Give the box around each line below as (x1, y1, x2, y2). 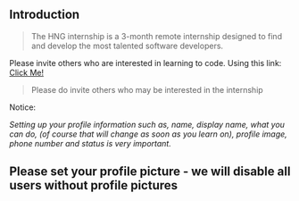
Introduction (9, 7, 80, 22)
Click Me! (9, 67, 45, 78)
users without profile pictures (9, 178, 179, 193)
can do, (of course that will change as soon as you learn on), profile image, (9, 129, 287, 139)
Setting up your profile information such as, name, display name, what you (9, 119, 286, 130)
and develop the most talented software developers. (30, 40, 224, 51)
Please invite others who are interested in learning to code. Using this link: (9, 57, 282, 68)
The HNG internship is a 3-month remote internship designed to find (30, 30, 283, 41)
